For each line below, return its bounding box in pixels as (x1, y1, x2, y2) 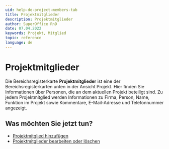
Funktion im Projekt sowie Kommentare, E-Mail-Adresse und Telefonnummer (5, 99, 164, 105)
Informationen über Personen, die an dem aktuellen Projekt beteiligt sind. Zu (5, 89, 163, 95)
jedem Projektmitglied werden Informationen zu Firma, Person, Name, (5, 94, 150, 100)
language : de (5, 40, 33, 45)
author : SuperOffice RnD (5, 21, 57, 27)
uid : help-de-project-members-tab (5, 7, 78, 13)
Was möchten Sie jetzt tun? (5, 119, 93, 128)
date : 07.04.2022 (5, 26, 42, 31)
